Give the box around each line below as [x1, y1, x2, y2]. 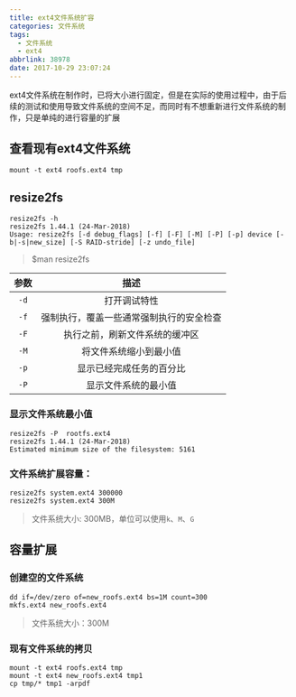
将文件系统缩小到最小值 [81, 345, 182, 358]
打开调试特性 [104, 294, 160, 307]
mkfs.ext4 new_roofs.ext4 [9, 600, 106, 609]
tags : [9, 30, 30, 39]
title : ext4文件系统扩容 [9, 13, 95, 23]
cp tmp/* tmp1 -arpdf [9, 679, 91, 689]
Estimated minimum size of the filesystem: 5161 [9, 444, 196, 454]
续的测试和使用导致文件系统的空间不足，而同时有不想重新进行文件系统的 [9, 100, 278, 111]
